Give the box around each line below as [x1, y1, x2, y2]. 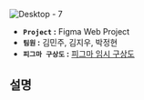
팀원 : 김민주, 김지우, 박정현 [22, 37, 118, 47]
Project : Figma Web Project [22, 26, 130, 36]
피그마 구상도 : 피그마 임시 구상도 [22, 48, 135, 59]
